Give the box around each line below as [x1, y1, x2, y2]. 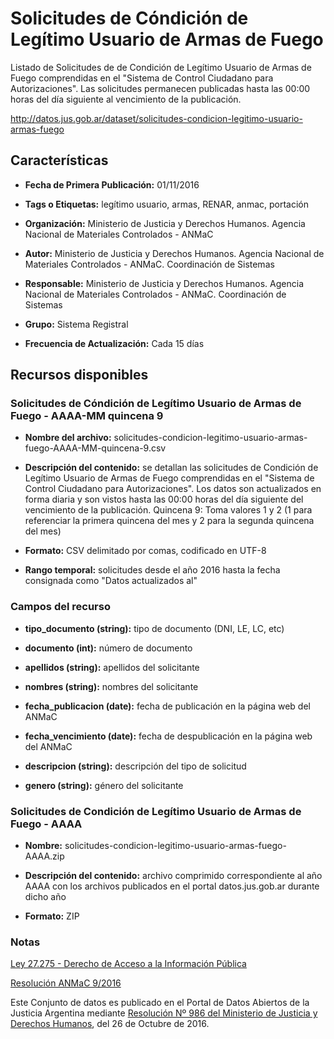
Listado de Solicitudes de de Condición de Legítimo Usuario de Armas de [10, 61, 312, 73]
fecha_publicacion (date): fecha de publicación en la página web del [24, 700, 311, 712]
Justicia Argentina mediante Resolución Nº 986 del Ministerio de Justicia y [10, 1007, 318, 1019]
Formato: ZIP [24, 910, 80, 922]
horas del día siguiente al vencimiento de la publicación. [10, 93, 242, 105]
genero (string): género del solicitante [24, 779, 184, 791]
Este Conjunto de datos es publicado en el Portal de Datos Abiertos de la [10, 997, 310, 1009]
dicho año [24, 891, 67, 903]
